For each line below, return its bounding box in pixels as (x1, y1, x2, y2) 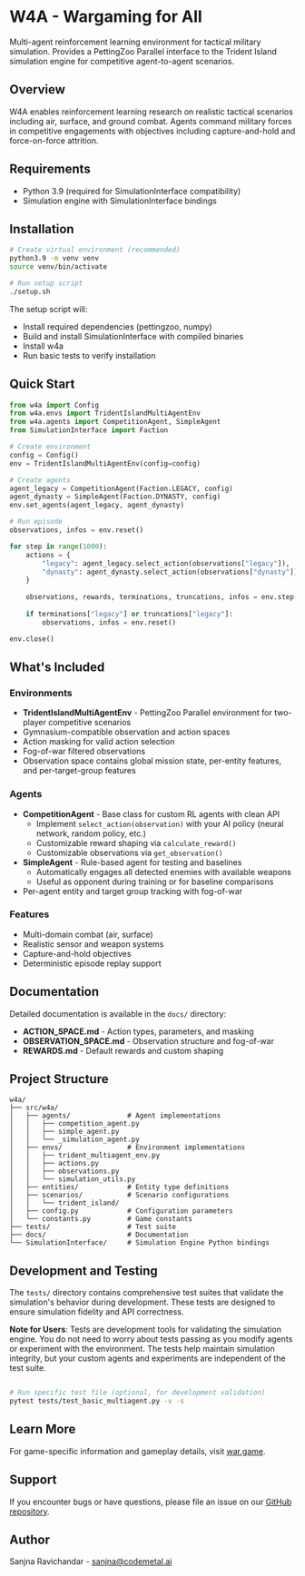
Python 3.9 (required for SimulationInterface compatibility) (22, 185, 241, 196)
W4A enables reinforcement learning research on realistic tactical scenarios (9, 106, 293, 117)
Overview (9, 82, 66, 97)
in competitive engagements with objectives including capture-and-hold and (9, 125, 296, 136)
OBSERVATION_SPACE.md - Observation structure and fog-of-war (22, 1035, 275, 1046)
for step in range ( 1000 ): (9, 542, 107, 551)
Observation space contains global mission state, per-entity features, (22, 755, 282, 766)
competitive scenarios (48, 717, 132, 728)
